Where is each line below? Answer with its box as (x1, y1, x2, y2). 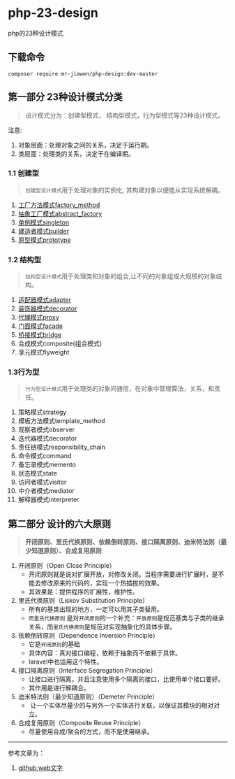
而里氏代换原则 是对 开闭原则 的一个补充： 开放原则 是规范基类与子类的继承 (28, 614, 225, 622)
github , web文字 (17, 764, 63, 772)
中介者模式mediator (17, 487, 75, 495)
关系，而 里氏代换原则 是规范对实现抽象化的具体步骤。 (28, 622, 176, 631)
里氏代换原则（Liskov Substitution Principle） (17, 596, 149, 605)
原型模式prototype (17, 236, 72, 244)
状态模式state (17, 469, 58, 478)
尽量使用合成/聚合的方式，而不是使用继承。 (28, 727, 153, 736)
